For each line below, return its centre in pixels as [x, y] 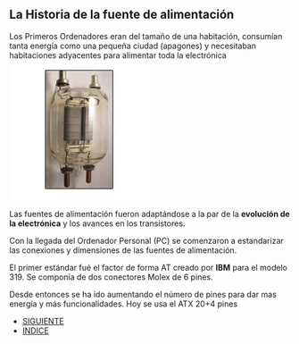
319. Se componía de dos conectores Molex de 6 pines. [111, 277]
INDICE [35, 331]
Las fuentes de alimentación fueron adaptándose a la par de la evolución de [149, 214]
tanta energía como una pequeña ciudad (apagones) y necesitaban [133, 46]
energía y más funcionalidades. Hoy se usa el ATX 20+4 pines [124, 304]
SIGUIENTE [43, 321]
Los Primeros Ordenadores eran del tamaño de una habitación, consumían [146, 36]
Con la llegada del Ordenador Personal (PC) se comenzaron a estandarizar [146, 240]
